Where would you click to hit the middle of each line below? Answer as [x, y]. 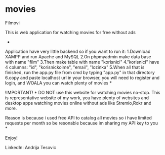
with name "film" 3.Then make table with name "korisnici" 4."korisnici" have [82, 62]
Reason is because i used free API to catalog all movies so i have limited [79, 117]
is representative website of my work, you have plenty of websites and [77, 98]
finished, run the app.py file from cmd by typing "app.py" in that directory [80, 72]
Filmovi [12, 23]
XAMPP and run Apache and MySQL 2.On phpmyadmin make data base [78, 57]
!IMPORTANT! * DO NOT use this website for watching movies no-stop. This [83, 92]
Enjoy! [12, 138]
